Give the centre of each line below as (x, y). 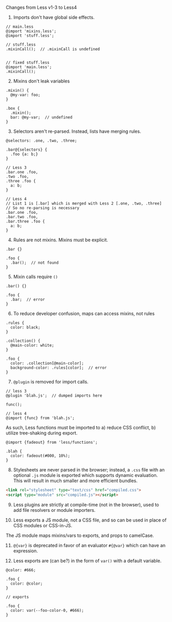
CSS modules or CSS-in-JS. (43, 525)
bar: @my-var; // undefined (41, 117)
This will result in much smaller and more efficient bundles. (75, 481)
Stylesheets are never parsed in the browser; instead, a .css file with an (89, 470)
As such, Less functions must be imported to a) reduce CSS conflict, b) (81, 428)
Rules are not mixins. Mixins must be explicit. (61, 240)
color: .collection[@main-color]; (47, 363)
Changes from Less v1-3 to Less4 (41, 7)
